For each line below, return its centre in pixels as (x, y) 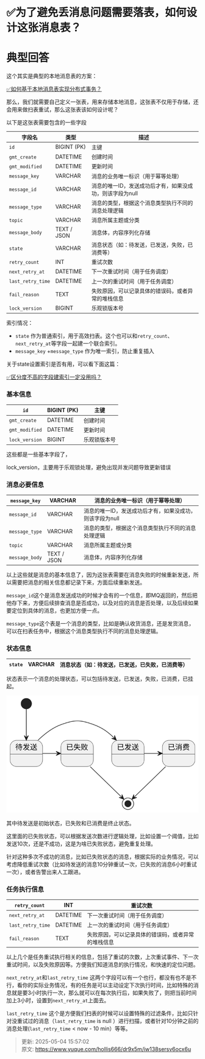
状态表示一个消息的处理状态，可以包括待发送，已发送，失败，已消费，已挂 (100, 679)
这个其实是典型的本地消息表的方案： (52, 76)
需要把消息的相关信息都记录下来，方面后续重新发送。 (78, 582)
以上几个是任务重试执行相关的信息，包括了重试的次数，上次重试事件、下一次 (103, 957)
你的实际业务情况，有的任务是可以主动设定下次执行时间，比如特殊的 (108, 985)
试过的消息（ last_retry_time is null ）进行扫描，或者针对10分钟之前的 (110, 1021)
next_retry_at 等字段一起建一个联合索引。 (68, 343)
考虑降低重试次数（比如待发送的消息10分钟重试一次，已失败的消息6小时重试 (102, 864)
